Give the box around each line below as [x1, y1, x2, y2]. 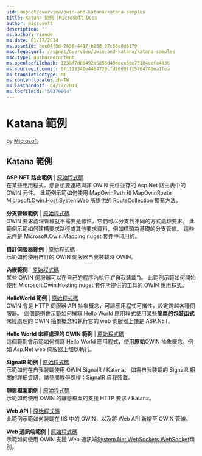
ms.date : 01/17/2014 [6, 37, 59, 43]
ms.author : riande [6, 32, 53, 38]
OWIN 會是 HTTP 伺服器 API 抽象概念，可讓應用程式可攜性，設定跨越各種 [6, 302, 190, 309]
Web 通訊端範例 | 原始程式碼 [6, 428, 78, 435]
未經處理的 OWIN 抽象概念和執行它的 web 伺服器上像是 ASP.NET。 [6, 317, 174, 324]
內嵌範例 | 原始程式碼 [6, 266, 60, 273]
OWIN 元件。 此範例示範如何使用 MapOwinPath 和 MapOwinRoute [6, 189, 172, 196]
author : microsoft [6, 20, 53, 26]
